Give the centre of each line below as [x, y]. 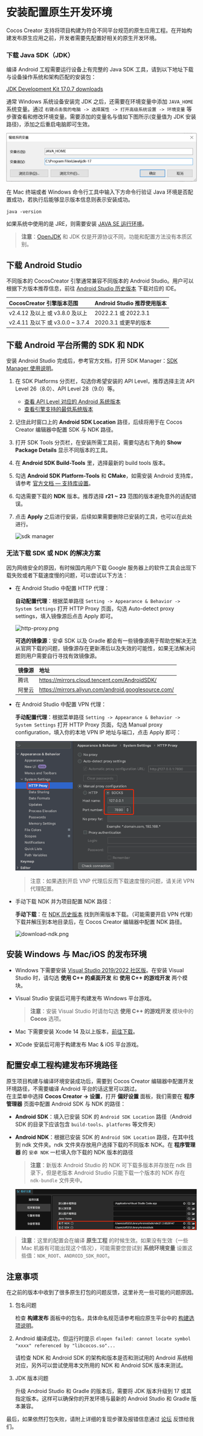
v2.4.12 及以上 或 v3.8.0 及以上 [48, 313]
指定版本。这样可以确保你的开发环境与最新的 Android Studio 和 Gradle [102, 1398]
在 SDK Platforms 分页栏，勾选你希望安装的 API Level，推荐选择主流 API [105, 381]
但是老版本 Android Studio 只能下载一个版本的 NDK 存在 [116, 1173]
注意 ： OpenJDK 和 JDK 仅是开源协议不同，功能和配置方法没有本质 [104, 237]
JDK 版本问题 [32, 1378]
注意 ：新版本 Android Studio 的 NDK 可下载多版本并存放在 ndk [108, 1165]
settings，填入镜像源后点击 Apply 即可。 [66, 616]
